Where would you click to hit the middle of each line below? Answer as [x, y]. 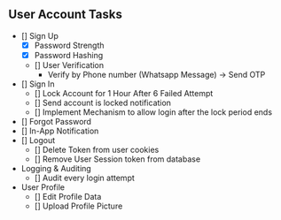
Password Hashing [69, 55]
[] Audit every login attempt [84, 178]
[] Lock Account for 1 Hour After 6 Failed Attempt [124, 93]
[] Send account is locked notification [103, 102]
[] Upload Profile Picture [78, 206]
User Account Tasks [66, 15]
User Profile [43, 187]
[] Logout [38, 140]
